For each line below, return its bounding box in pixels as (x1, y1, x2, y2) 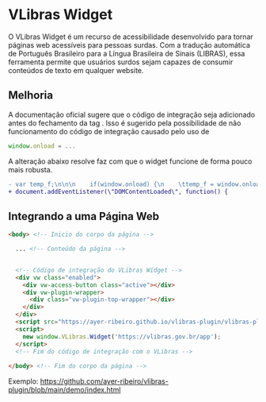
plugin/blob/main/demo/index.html (8, 385, 121, 395)
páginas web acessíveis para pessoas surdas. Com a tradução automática (8, 40, 251, 49)
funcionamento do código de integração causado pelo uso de (8, 126, 210, 136)
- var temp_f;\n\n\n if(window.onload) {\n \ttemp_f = (8, 180, 215, 188)
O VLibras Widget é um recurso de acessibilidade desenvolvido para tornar (8, 32, 253, 41)
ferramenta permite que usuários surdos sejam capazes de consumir (8, 57, 234, 67)
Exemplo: (8, 377, 39, 386)
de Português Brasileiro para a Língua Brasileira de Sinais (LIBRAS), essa (8, 48, 245, 58)
